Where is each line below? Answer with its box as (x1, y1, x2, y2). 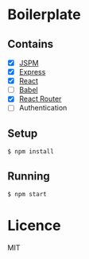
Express (18, 68, 46, 77)
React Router (18, 94, 62, 104)
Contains (7, 37, 53, 51)
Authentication (18, 103, 68, 113)
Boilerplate (7, 6, 81, 24)
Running (7, 169, 51, 183)
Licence (7, 217, 61, 235)
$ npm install (7, 148, 55, 156)
